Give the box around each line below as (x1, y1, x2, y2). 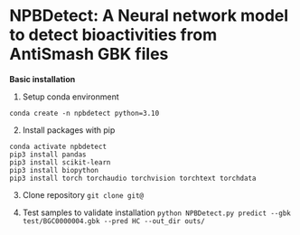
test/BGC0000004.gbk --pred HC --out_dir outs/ (22, 216, 205, 226)
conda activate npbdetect (9, 142, 107, 151)
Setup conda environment (22, 91, 119, 102)
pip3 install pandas (9, 150, 88, 159)
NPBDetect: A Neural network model (9, 5, 289, 26)
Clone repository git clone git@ (22, 189, 145, 200)
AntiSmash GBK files (9, 44, 169, 64)
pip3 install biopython (9, 165, 99, 174)
